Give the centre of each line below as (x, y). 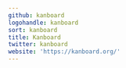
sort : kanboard (33, 30)
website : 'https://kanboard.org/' (65, 52)
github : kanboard (36, 15)
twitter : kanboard (38, 45)
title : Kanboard (34, 37)
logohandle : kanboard (43, 23)
